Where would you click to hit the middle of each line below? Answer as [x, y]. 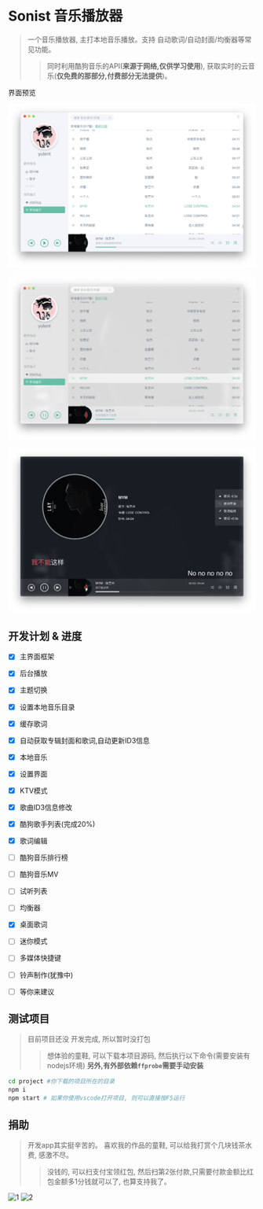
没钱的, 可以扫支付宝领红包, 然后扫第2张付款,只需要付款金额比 [147, 1171]
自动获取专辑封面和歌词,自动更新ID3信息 [85, 740]
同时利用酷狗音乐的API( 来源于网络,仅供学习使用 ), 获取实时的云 [148, 66]
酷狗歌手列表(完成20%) [57, 824]
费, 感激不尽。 [50, 1155]
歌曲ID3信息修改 [46, 807]
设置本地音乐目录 [47, 707]
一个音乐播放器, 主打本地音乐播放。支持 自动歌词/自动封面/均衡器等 [136, 39]
